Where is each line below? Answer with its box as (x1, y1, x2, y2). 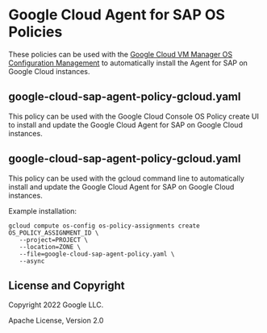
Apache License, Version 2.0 (8, 316, 104, 326)
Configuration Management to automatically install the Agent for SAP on (8, 58, 248, 68)
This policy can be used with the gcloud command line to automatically (8, 173, 244, 183)
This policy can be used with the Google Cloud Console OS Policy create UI (8, 111, 260, 121)
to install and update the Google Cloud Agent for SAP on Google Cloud (8, 119, 244, 130)
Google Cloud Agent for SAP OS (8, 6, 226, 24)
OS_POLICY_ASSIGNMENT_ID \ (8, 228, 99, 237)
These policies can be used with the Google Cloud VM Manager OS (8, 49, 233, 59)
